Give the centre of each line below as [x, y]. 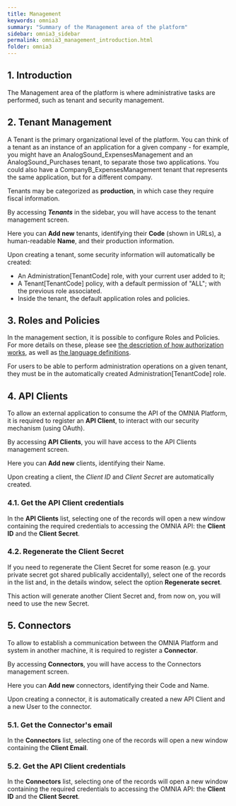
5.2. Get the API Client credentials [66, 766]
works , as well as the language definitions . [69, 353]
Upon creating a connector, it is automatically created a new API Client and [116, 699]
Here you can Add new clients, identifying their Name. [87, 463]
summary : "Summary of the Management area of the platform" [98, 27]
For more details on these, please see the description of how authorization [116, 345]
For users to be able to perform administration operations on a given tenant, [118, 366]
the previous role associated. [60, 290]
